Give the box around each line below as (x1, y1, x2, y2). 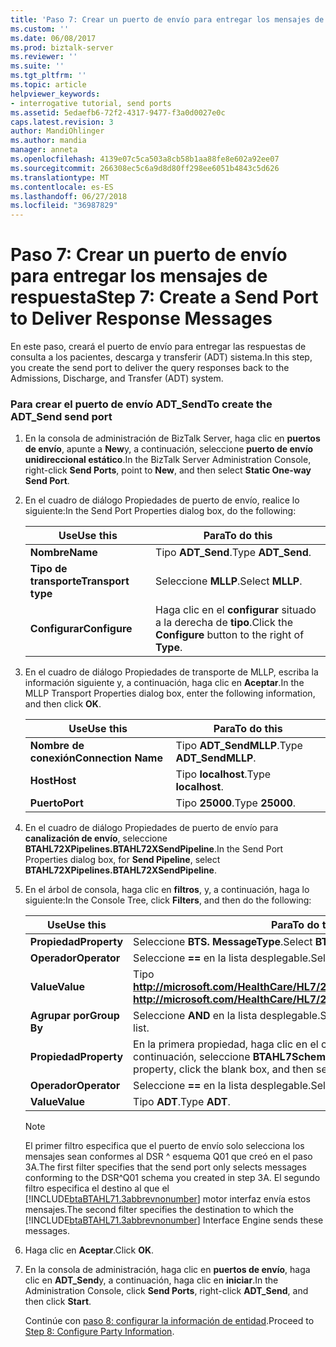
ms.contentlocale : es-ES (10, 182, 114, 192)
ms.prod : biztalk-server (10, 42, 114, 53)
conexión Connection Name (29, 751, 163, 765)
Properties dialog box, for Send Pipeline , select (24, 854, 221, 866)
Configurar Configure (29, 622, 133, 636)
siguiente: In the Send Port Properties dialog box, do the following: (24, 505, 297, 517)
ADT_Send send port (10, 409, 113, 423)
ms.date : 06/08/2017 (10, 33, 97, 43)
